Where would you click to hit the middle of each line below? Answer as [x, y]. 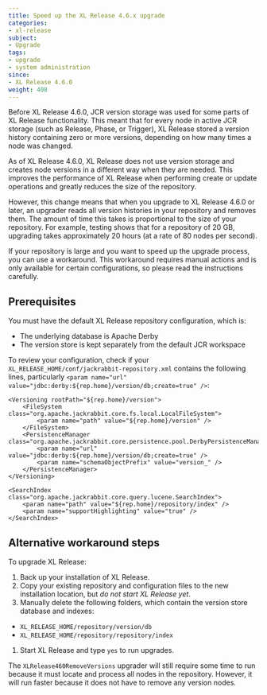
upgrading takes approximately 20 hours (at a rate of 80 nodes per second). [133, 236]
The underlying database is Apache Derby [89, 336]
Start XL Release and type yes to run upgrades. [97, 650]
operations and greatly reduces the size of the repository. [103, 187]
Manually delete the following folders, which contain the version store [133, 602]
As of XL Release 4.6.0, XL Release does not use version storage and [121, 161]
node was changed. [41, 146]
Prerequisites [42, 302]
